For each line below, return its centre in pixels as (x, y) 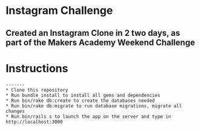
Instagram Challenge (59, 11)
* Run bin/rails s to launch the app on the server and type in (88, 116)
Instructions (37, 68)
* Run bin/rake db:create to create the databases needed (80, 101)
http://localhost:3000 (34, 122)
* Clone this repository (37, 90)
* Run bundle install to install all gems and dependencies (83, 95)
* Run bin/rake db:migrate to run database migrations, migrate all (94, 106)
